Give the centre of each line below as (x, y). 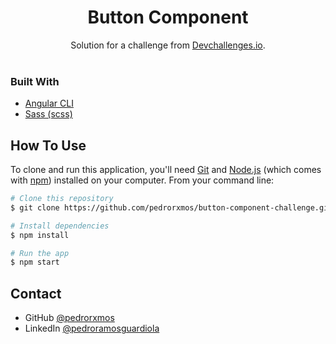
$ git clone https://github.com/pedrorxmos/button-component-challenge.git (171, 207)
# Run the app (40, 253)
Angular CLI (49, 103)
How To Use (48, 145)
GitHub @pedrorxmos (69, 318)
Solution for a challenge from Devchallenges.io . (168, 45)
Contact (36, 293)
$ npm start (35, 262)
